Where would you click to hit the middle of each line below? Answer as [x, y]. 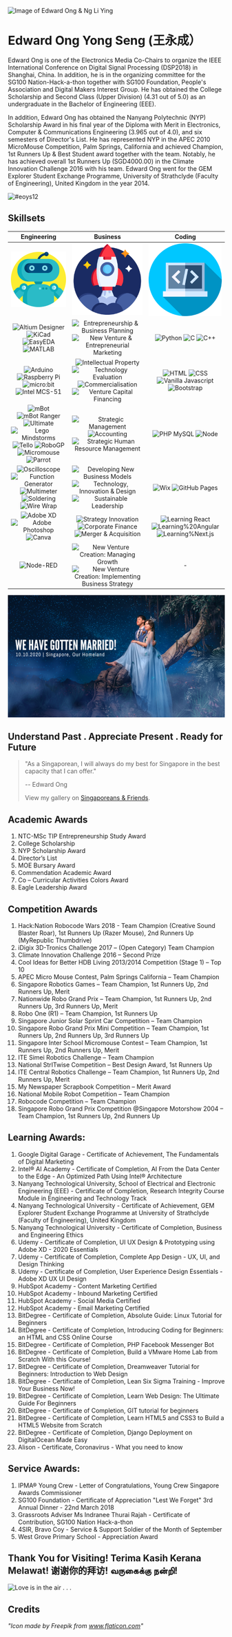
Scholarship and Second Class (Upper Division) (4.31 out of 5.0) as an [107, 96]
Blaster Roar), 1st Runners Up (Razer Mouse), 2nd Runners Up [106, 933]
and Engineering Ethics [51, 1235]
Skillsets [27, 218]
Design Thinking [41, 1264]
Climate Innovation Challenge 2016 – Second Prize [89, 955]
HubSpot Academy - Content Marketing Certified [87, 1286]
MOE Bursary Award [46, 865]
